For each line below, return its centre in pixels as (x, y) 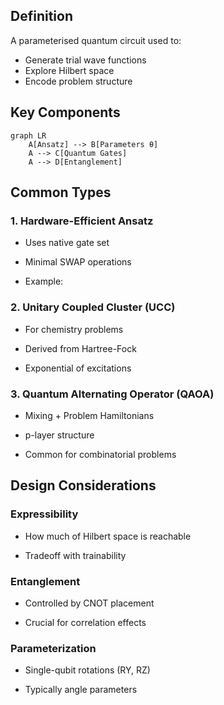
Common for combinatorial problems (100, 454)
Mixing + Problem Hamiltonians (89, 415)
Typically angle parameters (81, 690)
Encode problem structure (78, 81)
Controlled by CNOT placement (89, 603)
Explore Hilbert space (69, 70)
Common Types (61, 192)
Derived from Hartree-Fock (80, 348)
